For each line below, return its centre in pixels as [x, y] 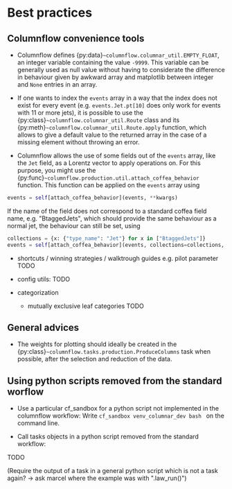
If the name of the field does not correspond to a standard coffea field [107, 211]
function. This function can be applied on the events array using [108, 185]
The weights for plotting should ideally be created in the [97, 344]
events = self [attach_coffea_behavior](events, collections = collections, [116, 245]
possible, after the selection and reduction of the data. [95, 359]
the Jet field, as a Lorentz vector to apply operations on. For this [109, 163]
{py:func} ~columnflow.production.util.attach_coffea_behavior [108, 178]
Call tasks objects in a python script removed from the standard [108, 437]
